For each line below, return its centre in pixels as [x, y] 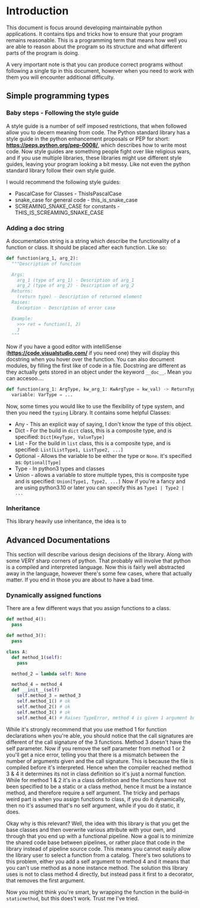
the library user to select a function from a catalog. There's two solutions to [99, 855]
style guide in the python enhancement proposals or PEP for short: [88, 138]
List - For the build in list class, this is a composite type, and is [93, 444]
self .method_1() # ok [43, 701]
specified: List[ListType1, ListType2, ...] [69, 450]
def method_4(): [26, 619]
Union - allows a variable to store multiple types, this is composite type [102, 475]
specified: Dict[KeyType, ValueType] [60, 437]
